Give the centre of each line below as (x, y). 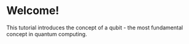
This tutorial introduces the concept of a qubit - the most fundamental (94, 28)
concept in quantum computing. (47, 34)
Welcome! (33, 11)
